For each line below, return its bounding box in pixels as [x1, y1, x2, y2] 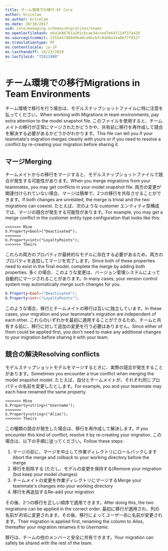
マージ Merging [5, 157, 52, 166]
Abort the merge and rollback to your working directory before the [12, 454, 149, 460]
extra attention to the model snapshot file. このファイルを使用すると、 [5, 118, 149, 124]
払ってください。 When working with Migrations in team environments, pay [5, 111, 159, 118]
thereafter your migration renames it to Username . [5, 524, 109, 530]
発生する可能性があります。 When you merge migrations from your [14, 178, 151, 184]
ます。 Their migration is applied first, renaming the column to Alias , [5, 518, 144, 524]
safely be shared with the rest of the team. [5, 540, 93, 546]
